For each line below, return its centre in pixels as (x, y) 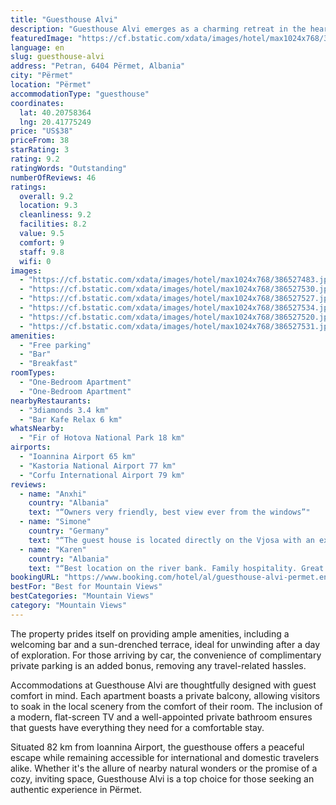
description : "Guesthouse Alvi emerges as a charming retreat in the (158, 29)
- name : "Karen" (53, 549)
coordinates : (37, 103)
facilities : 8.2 (53, 224)
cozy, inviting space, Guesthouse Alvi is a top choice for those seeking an (162, 778)
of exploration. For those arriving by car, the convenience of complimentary (166, 655)
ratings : (28, 187)
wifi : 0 (35, 261)
